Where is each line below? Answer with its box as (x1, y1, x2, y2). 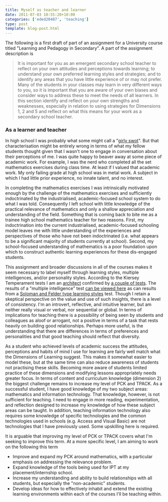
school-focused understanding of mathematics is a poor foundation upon (5, 243, 157, 249)
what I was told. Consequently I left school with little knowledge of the (5, 201, 151, 207)
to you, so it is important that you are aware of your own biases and (17, 87, 157, 93)
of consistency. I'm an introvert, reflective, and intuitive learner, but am (5, 301, 152, 307)
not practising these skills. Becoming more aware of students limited (5, 365, 147, 371)
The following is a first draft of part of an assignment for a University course (5, 40, 163, 46)
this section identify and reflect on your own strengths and (17, 98, 139, 104)
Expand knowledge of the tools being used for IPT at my (12, 464, 129, 470)
